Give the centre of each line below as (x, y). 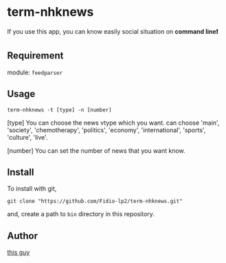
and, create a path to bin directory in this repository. (81, 214)
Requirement (35, 56)
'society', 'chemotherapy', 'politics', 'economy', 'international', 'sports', (106, 130)
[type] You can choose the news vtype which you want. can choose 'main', (113, 123)
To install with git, (32, 189)
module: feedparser (35, 72)
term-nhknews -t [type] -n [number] (59, 110)
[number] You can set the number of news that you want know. (96, 150)
